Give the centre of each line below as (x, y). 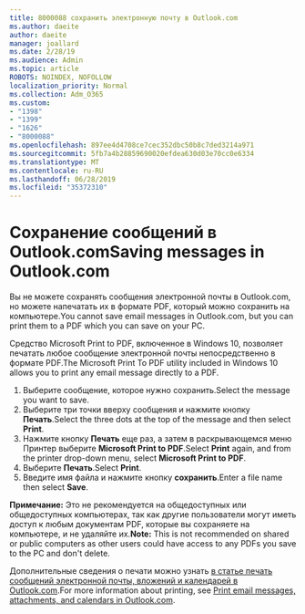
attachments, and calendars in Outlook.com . (92, 600)
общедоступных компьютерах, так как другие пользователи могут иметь (153, 515)
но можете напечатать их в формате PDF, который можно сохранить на (149, 307)
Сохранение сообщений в (113, 233)
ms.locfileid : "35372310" (58, 188)
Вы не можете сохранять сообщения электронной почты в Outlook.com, (150, 297)
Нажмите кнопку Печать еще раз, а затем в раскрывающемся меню (157, 439)
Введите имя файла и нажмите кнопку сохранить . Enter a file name (152, 478)
